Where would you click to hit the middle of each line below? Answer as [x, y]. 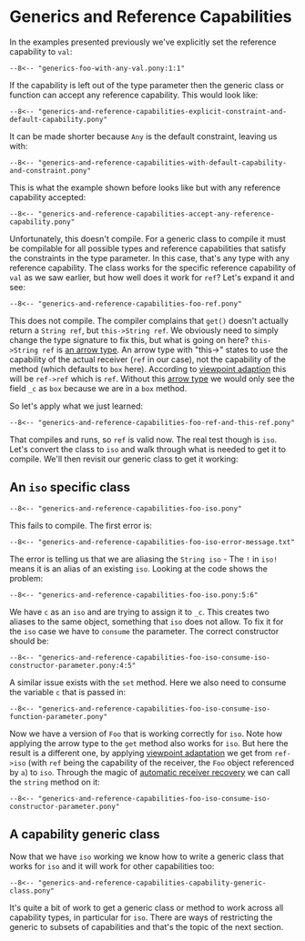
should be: [30, 641]
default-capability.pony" [58, 119]
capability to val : [41, 51]
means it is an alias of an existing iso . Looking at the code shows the [139, 568]
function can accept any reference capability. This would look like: [134, 95]
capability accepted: [48, 197]
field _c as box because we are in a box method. [98, 388]
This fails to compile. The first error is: [81, 525]
